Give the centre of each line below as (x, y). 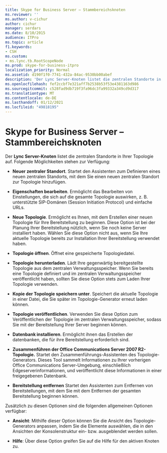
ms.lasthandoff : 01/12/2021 (34, 103)
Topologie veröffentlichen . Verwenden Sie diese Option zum (75, 314)
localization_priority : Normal (38, 70)
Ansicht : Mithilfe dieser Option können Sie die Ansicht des (72, 421)
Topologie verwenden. (35, 284)
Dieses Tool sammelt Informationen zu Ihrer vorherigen (94, 360)
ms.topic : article (24, 42)
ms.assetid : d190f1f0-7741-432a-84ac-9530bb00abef (59, 75)
